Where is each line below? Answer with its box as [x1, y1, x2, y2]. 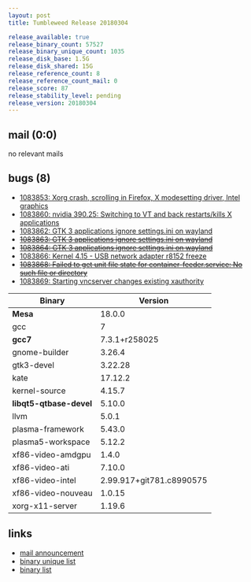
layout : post [8, 11, 51, 20]
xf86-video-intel [12, 474, 76, 485]
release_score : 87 [8, 84, 68, 92]
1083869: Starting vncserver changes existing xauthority [19, 276, 205, 286]
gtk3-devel [12, 359, 55, 370]
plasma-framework [12, 423, 84, 434]
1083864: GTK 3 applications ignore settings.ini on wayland [19, 243, 213, 252]
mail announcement [19, 548, 84, 558]
